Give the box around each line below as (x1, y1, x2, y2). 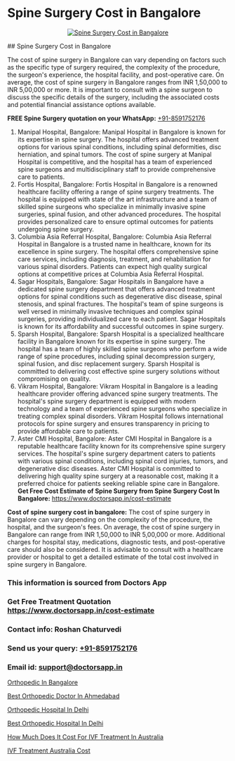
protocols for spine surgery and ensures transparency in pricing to (17, 419, 210, 427)
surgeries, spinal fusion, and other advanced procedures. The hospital (17, 210, 221, 218)
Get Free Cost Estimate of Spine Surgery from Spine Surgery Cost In (17, 486, 220, 495)
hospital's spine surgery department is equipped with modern (17, 396, 196, 405)
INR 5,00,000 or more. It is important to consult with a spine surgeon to (7, 85, 213, 94)
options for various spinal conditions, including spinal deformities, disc (17, 142, 222, 151)
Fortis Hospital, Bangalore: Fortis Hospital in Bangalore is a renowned (17, 180, 218, 188)
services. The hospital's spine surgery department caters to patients (17, 449, 216, 458)
